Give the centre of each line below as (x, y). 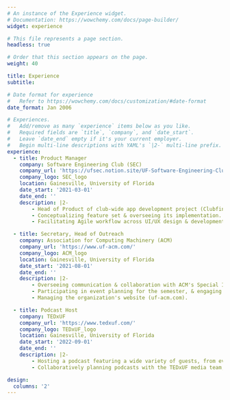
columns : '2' (32, 386)
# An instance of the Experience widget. (67, 13)
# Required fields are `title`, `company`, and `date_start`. (101, 133)
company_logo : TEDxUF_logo (58, 329)
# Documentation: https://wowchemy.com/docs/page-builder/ (93, 20)
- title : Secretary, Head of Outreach (69, 234)
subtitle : (21, 82)
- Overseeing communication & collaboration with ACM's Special (125, 285)
